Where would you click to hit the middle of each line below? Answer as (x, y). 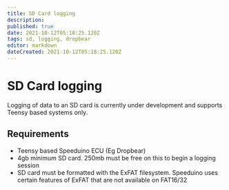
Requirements (38, 134)
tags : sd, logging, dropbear (49, 39)
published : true (30, 26)
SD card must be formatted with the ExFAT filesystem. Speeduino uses (118, 172)
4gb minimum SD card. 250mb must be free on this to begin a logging (116, 158)
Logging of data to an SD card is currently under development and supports (115, 105)
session (28, 165)
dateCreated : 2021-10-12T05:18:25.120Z (64, 52)
